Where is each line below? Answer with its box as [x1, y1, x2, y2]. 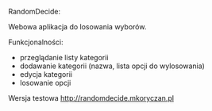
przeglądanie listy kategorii [19, 53, 109, 62]
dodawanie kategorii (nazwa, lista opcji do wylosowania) [19, 61, 205, 71]
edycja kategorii [19, 70, 73, 78]
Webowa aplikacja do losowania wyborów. [8, 22, 147, 31]
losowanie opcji [19, 78, 71, 87]
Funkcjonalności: [8, 37, 64, 47]
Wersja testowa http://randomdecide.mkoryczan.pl [8, 94, 175, 102]
